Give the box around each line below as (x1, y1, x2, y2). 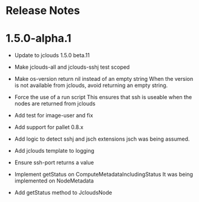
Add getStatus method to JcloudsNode (14, 189, 113, 197)
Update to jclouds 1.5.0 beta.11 (14, 52, 90, 59)
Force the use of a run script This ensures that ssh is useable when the (14, 94, 192, 101)
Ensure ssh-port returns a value (14, 159, 95, 166)
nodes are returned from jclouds (14, 100, 96, 107)
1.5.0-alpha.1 (5, 32, 72, 46)
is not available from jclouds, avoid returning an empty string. (14, 82, 168, 89)
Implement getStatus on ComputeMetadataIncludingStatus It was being (14, 171, 194, 178)
